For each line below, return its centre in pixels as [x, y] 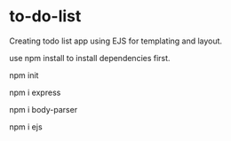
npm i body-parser [44, 109]
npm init [24, 75]
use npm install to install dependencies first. [90, 58]
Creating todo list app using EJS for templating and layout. [116, 41]
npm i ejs [26, 127]
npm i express [35, 92]
